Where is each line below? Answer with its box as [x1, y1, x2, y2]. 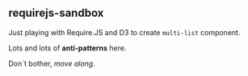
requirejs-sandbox [8, 6, 104, 20]
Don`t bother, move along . [8, 58, 95, 68]
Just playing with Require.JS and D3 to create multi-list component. [8, 27, 241, 37]
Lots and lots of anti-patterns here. [8, 43, 127, 53]
